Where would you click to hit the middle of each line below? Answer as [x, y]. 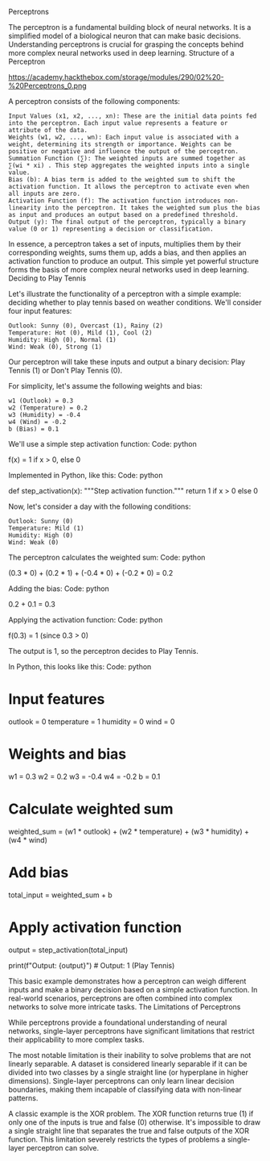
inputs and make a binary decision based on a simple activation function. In [133, 989]
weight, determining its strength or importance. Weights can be [120, 144]
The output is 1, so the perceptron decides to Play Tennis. [104, 651]
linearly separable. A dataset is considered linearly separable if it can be [128, 1063]
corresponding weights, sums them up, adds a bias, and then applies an [127, 252]
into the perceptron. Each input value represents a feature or [118, 123]
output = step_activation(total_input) [68, 950]
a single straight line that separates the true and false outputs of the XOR [129, 1130]
